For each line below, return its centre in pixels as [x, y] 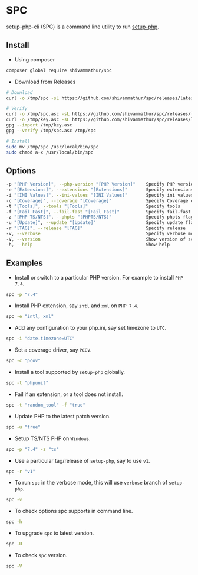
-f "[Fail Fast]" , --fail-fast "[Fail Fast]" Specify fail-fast [99, 212]
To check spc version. [41, 555]
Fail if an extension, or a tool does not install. [69, 394]
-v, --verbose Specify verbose [96, 234]
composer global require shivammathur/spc [59, 70]
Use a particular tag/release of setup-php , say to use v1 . [82, 460]
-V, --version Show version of [96, 239]
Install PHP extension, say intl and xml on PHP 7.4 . [77, 306]
